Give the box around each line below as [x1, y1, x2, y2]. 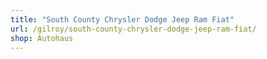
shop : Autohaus [10, 33, 74, 43]
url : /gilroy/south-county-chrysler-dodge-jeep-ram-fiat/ [10, 24, 257, 34]
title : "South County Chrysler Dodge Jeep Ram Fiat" [10, 14, 235, 25]
